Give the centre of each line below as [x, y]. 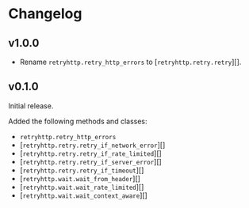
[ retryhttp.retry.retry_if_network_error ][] [92, 145]
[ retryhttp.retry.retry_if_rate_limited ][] [91, 153]
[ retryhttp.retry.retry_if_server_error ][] [91, 161]
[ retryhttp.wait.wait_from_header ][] [80, 178]
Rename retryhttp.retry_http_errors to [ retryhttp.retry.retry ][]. [130, 62]
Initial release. [31, 106]
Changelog [45, 14]
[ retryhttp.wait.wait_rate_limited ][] [82, 187]
